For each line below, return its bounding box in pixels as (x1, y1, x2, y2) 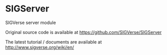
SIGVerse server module (5, 19, 56, 25)
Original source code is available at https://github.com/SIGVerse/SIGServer (5, 29, 162, 35)
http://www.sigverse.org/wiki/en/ (5, 44, 74, 50)
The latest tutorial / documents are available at (5, 38, 102, 45)
